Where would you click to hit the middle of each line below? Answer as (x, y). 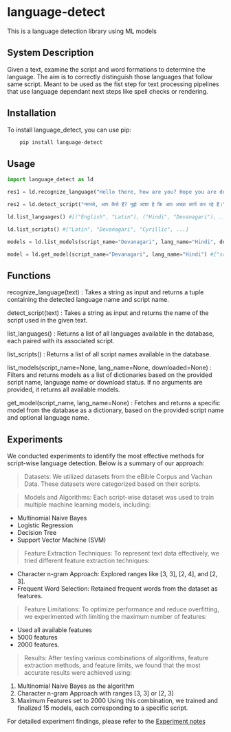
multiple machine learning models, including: (87, 505)
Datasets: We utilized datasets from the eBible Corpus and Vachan (118, 477)
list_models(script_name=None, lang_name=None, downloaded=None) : (109, 368)
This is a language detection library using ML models (82, 31)
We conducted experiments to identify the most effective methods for (106, 456)
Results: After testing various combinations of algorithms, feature (116, 658)
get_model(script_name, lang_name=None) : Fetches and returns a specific (114, 403)
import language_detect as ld (51, 180)
